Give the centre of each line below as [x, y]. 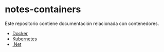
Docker [20, 33]
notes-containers [43, 9]
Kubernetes [24, 39]
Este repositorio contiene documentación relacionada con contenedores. [82, 23]
